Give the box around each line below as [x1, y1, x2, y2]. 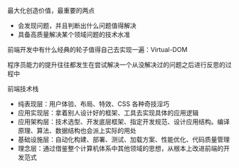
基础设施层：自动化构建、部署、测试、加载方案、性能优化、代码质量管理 [17, 135, 230, 144]
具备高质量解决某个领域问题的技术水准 [17, 31, 130, 38]
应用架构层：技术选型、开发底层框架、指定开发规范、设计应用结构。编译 [17, 117, 230, 126]
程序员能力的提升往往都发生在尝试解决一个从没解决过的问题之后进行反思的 [7, 61, 225, 69]
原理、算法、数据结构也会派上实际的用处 [17, 127, 137, 135]
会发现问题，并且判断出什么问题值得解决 [17, 21, 137, 30]
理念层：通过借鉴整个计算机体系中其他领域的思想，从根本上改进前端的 [17, 145, 224, 152]
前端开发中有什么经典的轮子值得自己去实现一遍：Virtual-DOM [7, 46, 188, 53]
